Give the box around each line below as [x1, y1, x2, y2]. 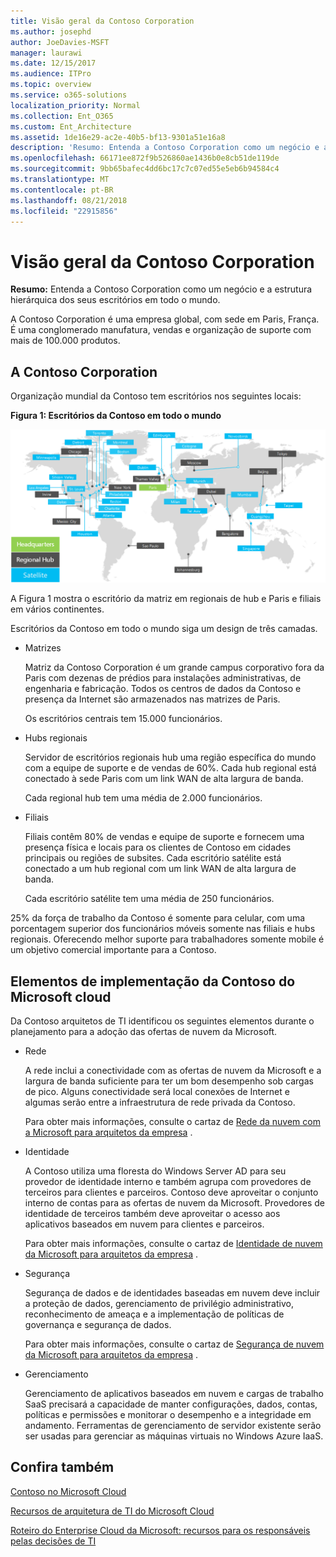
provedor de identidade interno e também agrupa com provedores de [24, 1176, 312, 1188]
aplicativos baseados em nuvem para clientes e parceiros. [24, 1218, 265, 1230]
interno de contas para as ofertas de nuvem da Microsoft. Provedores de [24, 1197, 325, 1209]
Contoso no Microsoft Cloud [10, 1485, 127, 1497]
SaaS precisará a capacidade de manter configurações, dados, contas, [24, 1398, 318, 1410]
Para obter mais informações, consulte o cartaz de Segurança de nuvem [24, 1338, 325, 1350]
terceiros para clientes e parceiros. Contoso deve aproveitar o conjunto [24, 1186, 319, 1199]
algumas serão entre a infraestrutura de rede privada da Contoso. [24, 1096, 296, 1109]
